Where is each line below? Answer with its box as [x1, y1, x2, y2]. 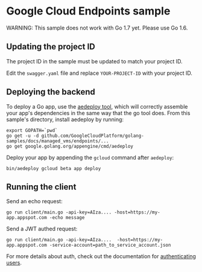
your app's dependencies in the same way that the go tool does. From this [6, 109, 191, 116]
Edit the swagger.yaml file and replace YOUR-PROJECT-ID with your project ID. [6, 69, 193, 77]
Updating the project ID [6, 42, 95, 52]
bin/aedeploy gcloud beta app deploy [6, 165, 101, 171]
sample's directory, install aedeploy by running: [6, 116, 124, 123]
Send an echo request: [6, 198, 63, 205]
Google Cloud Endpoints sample [6, 4, 171, 18]
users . [6, 259, 22, 267]
